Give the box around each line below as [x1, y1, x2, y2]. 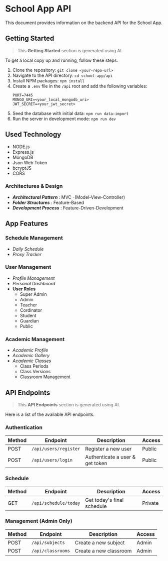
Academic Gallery [12, 353, 50, 359]
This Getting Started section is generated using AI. [17, 47, 123, 53]
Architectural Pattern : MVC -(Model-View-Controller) [12, 194, 125, 200]
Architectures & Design [5, 183, 63, 190]
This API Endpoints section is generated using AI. [17, 401, 120, 407]
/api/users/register [31, 446, 80, 452]
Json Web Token [12, 159, 47, 166]
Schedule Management [5, 235, 63, 242]
